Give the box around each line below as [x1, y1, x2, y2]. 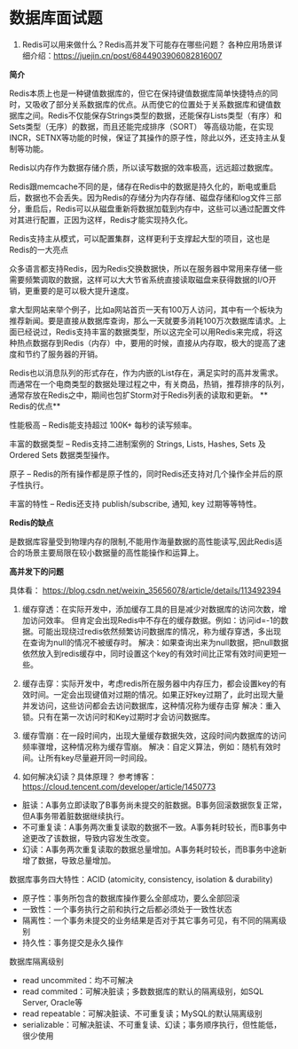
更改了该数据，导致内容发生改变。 [29, 832, 155, 843]
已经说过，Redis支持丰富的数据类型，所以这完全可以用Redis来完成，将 [16, 326, 275, 337]
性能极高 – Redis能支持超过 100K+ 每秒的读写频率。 [9, 419, 197, 430]
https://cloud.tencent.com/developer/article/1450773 [21, 781, 216, 792]
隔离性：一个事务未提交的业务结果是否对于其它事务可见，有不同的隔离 [21, 915, 279, 926]
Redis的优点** [9, 400, 61, 411]
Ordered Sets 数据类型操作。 [9, 449, 115, 460]
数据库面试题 [9, 8, 104, 28]
